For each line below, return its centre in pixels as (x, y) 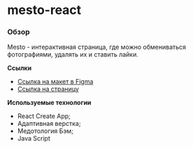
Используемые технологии (49, 103)
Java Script (34, 139)
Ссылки (20, 68)
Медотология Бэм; (45, 131)
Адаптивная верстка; (49, 124)
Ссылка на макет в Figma (55, 82)
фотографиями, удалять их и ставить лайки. (73, 55)
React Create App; (44, 116)
